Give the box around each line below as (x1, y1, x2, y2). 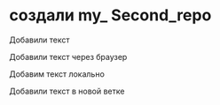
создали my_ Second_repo (9, 5, 212, 26)
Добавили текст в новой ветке (9, 86, 125, 96)
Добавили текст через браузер (9, 51, 128, 62)
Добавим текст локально (9, 68, 105, 79)
